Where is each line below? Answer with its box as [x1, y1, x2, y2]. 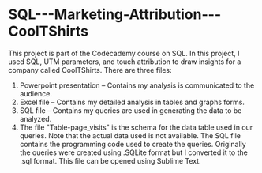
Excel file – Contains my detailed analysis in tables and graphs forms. [19, 97, 245, 107]
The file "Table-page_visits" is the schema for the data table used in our [19, 122, 253, 132]
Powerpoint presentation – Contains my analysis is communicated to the [19, 81, 255, 90]
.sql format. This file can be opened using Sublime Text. [19, 156, 201, 165]
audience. [19, 88, 53, 98]
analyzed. [19, 114, 52, 123]
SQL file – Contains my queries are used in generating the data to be [19, 105, 242, 115]
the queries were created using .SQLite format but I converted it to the [19, 148, 249, 157]
